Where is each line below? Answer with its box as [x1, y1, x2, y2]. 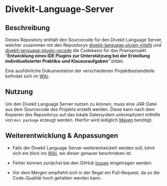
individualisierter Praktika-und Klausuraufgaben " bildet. [5, 58, 124, 64]
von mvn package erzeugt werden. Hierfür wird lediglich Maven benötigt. [5, 117, 153, 123]
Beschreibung [5, 24, 50, 32]
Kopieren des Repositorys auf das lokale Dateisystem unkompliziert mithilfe [5, 111, 160, 117]
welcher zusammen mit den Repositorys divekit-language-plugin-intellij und [5, 42, 161, 48]
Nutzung [5, 88, 33, 96]
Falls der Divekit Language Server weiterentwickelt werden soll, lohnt [12, 144, 155, 151]
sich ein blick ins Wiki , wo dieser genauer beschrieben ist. [12, 150, 132, 156]
